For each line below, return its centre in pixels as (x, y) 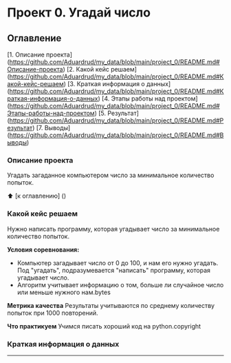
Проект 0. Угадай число (79, 13)
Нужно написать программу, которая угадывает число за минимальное (113, 229)
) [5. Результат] (117, 113)
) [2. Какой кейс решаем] (100, 69)
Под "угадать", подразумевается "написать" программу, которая (114, 270)
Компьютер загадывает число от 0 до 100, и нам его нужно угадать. (118, 262)
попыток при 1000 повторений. (53, 313)
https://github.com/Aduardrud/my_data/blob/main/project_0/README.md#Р (117, 121)
